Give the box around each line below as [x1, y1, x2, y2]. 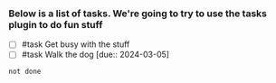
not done [8, 67, 42, 77]
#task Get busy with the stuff [21, 39, 130, 50]
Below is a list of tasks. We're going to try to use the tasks [8, 7, 268, 20]
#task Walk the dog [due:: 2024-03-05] [21, 49, 169, 60]
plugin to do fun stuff [8, 18, 103, 31]
